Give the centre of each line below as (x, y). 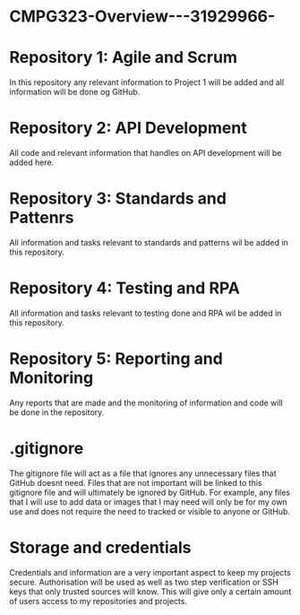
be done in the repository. (57, 412)
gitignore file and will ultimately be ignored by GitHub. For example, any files (150, 492)
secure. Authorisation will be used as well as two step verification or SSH (144, 582)
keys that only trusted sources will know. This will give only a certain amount (150, 591)
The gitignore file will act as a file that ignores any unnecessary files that (143, 473)
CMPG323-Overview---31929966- (142, 17)
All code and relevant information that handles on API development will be (146, 153)
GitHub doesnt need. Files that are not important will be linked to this (136, 482)
